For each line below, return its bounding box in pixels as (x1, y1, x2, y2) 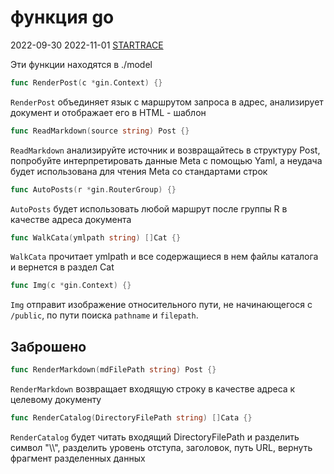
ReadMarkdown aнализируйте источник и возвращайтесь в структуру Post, (10, 144, 321, 156)
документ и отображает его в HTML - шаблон (10, 106, 207, 118)
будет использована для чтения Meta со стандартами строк (10, 165, 268, 177)
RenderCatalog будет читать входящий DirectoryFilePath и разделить (10, 431, 300, 443)
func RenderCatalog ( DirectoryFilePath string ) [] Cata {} (10, 413, 253, 423)
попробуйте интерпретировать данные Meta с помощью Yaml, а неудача (10, 154, 323, 166)
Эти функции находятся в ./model (10, 58, 153, 70)
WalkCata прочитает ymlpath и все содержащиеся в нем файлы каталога (10, 251, 319, 263)
